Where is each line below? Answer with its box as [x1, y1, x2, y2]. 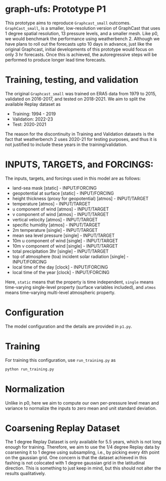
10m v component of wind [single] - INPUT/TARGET [12, 243, 118, 249]
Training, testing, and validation [5, 74, 139, 85]
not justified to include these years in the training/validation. [5, 141, 127, 147]
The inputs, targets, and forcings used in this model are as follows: [5, 175, 141, 181]
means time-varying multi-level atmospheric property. [5, 289, 115, 295]
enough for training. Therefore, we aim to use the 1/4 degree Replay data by [5, 444, 160, 450]
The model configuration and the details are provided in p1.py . [5, 323, 132, 329]
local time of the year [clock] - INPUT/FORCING [12, 269, 110, 275]
